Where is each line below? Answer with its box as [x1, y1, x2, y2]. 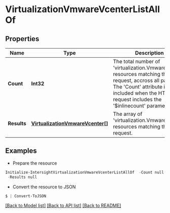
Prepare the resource [12, 160, 57, 166]
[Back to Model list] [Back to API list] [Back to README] [5, 202, 121, 208]
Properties [5, 34, 39, 43]
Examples [5, 147, 37, 155]
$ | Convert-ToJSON [5, 193, 47, 198]
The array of [113, 110, 143, 117]
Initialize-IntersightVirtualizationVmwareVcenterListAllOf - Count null [5, 169, 164, 175]
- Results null [7, 175, 37, 180]
